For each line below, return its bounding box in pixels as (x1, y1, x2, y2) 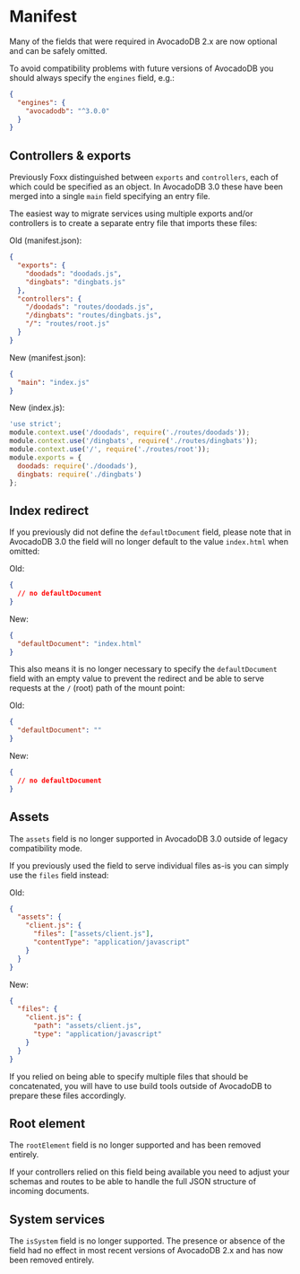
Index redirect (9, 502, 90, 518)
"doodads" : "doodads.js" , (25, 269, 123, 278)
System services (9, 1211, 106, 1226)
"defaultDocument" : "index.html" (17, 639, 142, 648)
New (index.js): (9, 402, 65, 414)
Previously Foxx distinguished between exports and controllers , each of (9, 172, 279, 183)
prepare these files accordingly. (9, 1090, 127, 1101)
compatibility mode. (9, 842, 83, 853)
